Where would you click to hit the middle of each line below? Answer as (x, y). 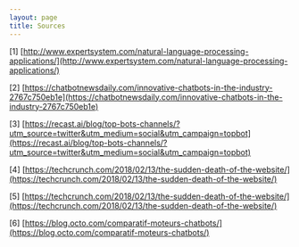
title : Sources (37, 26)
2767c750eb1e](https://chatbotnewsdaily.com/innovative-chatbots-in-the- (146, 97)
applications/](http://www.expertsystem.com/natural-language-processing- (149, 61)
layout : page (33, 17)
